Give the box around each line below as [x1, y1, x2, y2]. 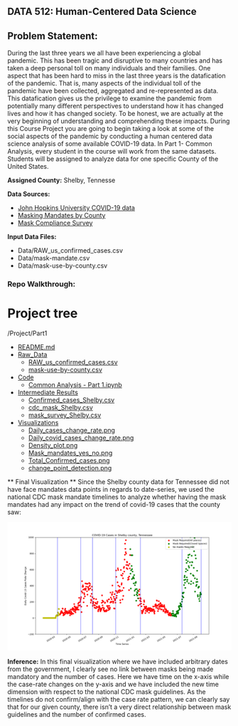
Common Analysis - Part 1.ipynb [28, 381, 122, 389]
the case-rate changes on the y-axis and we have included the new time [7, 680, 219, 688]
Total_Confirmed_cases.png [28, 456, 110, 465]
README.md [17, 343, 55, 352]
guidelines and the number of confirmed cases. [7, 710, 147, 718]
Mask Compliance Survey [17, 219, 93, 227]
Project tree [7, 305, 78, 322]
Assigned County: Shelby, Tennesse [7, 176, 116, 184]
